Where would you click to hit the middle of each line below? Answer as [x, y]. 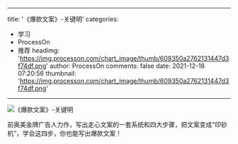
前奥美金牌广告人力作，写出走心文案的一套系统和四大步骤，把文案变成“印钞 [118, 125]
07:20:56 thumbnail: [47, 73]
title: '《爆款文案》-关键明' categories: [63, 19]
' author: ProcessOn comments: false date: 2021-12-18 [125, 66]
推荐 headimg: [39, 50]
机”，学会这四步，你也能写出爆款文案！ [65, 133]
